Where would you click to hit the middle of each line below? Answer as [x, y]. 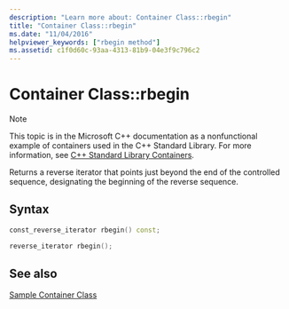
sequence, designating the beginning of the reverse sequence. [124, 182]
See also [33, 274]
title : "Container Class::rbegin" [73, 26]
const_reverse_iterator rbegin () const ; [85, 230]
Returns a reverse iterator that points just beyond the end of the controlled [145, 172]
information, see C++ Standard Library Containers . [102, 155]
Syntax [29, 210]
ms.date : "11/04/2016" [51, 34]
